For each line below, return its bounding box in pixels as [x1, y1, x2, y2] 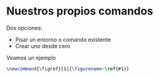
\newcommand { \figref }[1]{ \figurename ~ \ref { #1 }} [6, 65, 130, 72]
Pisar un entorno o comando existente [15, 36, 111, 43]
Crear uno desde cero [15, 42, 71, 50]
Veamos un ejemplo [6, 54, 56, 61]
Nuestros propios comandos [6, 4, 154, 18]
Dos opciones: [6, 24, 43, 31]
